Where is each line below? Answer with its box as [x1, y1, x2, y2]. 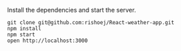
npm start [7, 31, 36, 38]
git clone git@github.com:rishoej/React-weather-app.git [7, 19, 175, 26]
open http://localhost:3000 [7, 37, 88, 44]
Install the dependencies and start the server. [7, 6, 136, 14]
